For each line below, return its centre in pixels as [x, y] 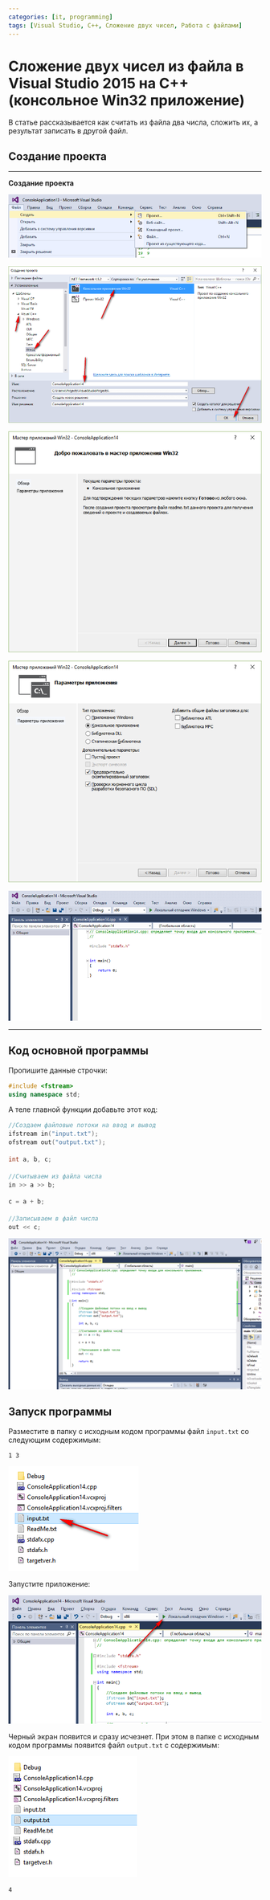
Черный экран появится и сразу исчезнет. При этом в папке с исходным [134, 1737]
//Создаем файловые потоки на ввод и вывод [82, 1126]
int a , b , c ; [30, 1159]
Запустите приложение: [49, 1583]
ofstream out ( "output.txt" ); [57, 1142]
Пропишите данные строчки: [58, 1070]
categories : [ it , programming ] [61, 17]
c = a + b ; [27, 1202]
